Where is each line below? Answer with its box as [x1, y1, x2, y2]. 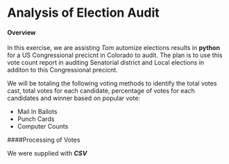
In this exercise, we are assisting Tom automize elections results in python [7, 44, 221, 52]
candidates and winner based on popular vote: [7, 94, 141, 102]
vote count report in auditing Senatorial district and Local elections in [7, 58, 205, 67]
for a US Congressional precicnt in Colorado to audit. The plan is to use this [7, 51, 223, 60]
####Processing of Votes [7, 136, 80, 144]
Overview [7, 28, 36, 36]
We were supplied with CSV [7, 149, 87, 158]
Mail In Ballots [17, 108, 58, 116]
